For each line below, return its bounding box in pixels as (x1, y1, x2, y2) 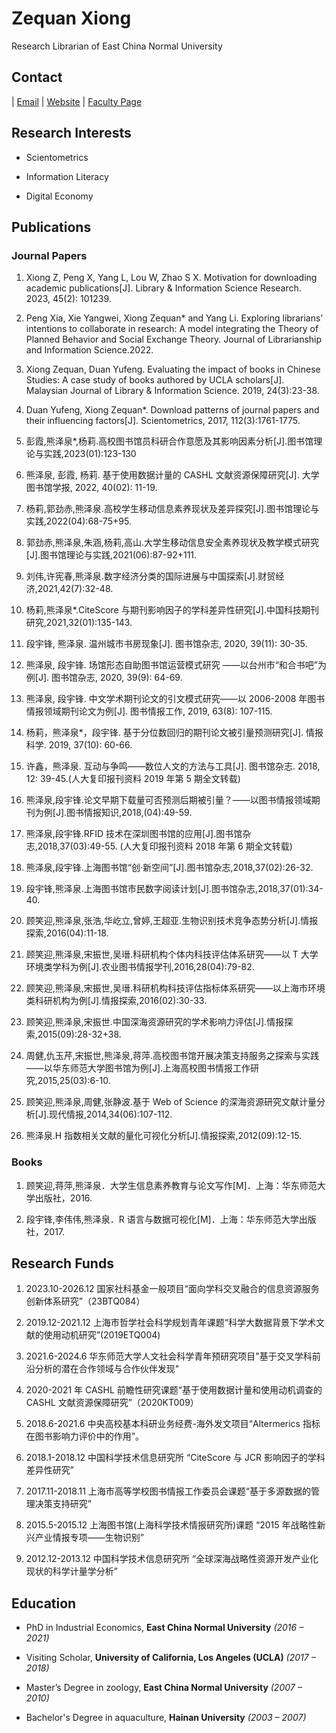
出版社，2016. (34, 1192, 93, 1204)
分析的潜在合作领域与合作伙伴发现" (34, 1363, 180, 1375)
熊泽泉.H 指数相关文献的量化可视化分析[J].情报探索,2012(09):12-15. (25, 1130, 303, 1142)
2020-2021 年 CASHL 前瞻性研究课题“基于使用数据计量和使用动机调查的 (25, 1384, 323, 1396)
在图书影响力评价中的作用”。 (25, 1430, 144, 1442)
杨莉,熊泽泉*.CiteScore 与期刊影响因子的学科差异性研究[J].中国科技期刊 (25, 604, 319, 616)
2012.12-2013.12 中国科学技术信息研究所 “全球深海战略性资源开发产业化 (25, 1553, 319, 1565)
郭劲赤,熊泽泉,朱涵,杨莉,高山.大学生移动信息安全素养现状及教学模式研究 (25, 537, 319, 549)
